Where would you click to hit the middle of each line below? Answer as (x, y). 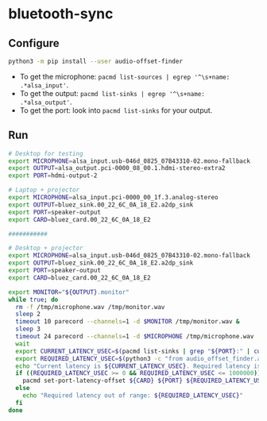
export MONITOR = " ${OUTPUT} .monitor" (69, 292)
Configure (34, 43)
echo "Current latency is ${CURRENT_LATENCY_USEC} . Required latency (133, 366)
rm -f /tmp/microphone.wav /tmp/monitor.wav (90, 307)
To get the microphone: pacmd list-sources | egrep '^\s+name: (125, 76)
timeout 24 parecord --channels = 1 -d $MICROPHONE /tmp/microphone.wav (135, 337)
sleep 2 (28, 315)
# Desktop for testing (46, 153)
